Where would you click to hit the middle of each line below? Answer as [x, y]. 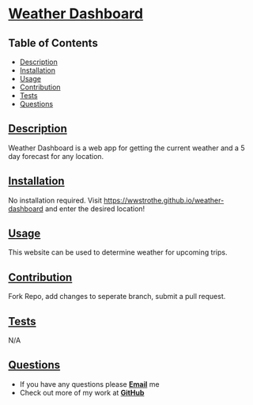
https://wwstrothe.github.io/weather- [164, 200]
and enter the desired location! [95, 208]
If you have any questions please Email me [89, 384]
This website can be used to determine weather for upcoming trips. [118, 252]
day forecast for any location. [56, 156]
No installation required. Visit [55, 200]
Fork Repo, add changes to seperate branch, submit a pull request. [117, 297]
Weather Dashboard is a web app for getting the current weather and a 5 [126, 148]
